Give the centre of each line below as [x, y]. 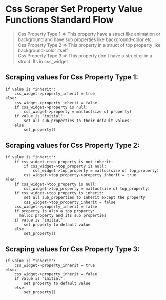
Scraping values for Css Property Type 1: [72, 77]
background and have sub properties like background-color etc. [85, 39]
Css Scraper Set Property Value [74, 9]
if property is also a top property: [55, 211]
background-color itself [43, 50]
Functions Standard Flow [59, 20]
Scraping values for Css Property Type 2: [72, 145]
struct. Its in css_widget [43, 61]
